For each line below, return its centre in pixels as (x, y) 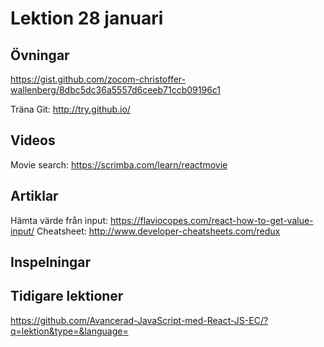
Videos (33, 140)
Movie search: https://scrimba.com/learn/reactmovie (119, 164)
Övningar (40, 55)
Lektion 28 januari (87, 18)
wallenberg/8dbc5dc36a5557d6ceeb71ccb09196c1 (116, 90)
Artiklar (34, 196)
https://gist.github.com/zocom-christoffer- (98, 79)
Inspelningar (51, 262)
